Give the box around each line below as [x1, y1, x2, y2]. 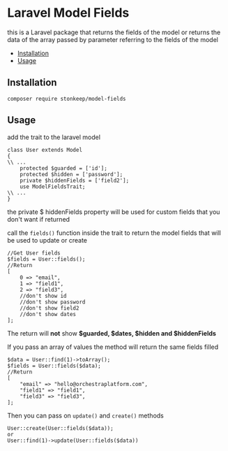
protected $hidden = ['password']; [20, 171, 123, 178]
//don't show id [20, 292, 68, 299]
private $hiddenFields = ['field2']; [20, 177, 130, 184]
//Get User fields [7, 250, 61, 257]
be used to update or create [7, 236, 88, 244]
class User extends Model [7, 146, 82, 153]
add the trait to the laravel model [7, 133, 101, 141]
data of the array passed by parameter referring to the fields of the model [7, 35, 218, 43]
